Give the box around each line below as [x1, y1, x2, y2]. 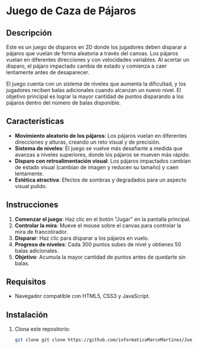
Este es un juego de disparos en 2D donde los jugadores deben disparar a [6, 43, 187, 50]
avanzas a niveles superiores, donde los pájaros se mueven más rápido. [14, 151, 190, 158]
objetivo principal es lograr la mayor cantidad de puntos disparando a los [6, 93, 184, 100]
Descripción [6, 28, 52, 38]
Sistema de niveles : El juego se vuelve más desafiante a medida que [14, 144, 183, 152]
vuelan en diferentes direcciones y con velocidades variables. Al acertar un [6, 56, 190, 63]
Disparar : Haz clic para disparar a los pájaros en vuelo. [14, 234, 150, 242]
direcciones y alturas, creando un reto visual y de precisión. [14, 138, 161, 145]
